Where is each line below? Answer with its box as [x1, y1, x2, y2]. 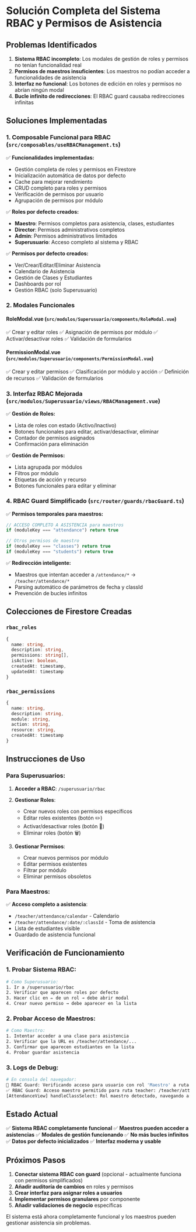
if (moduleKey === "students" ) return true [6, 549, 114, 555]
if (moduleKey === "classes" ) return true [6, 543, 111, 550]
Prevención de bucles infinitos [14, 589, 87, 596]
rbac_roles [6, 624, 37, 631]
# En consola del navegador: [6, 1076, 77, 1082]
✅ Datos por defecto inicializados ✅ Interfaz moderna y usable [6, 1138, 162, 1145]
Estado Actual [6, 1109, 58, 1119]
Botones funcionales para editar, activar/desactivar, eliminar [14, 428, 159, 435]
